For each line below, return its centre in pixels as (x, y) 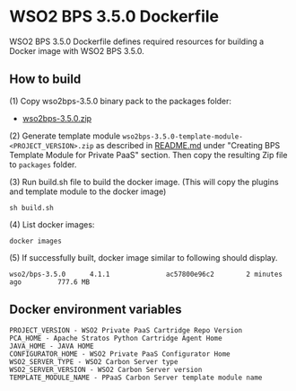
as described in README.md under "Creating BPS (188, 145)
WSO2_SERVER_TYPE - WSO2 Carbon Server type (94, 361)
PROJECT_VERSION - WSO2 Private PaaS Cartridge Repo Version (126, 330)
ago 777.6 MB (50, 282)
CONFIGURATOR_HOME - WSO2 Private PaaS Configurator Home (120, 354)
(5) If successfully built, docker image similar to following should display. (144, 257)
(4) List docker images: (52, 224)
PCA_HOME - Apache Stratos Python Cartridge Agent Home (116, 338)
